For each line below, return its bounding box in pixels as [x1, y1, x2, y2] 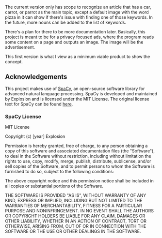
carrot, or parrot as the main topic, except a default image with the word [5, 9, 149, 15]
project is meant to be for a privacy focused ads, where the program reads [5, 34, 154, 40]
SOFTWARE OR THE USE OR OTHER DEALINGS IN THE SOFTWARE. [5, 228, 141, 234]
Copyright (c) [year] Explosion [5, 134, 65, 139]
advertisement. [5, 45, 35, 50]
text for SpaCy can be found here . [5, 101, 73, 107]
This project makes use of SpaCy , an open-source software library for [5, 86, 145, 91]
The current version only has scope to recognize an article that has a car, [5, 4, 151, 10]
